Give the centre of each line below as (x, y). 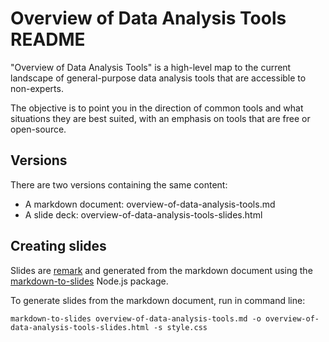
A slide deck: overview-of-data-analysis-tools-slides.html (143, 214)
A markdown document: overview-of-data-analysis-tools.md (150, 204)
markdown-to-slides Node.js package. (89, 281)
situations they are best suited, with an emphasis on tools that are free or (160, 118)
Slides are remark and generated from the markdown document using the (161, 270)
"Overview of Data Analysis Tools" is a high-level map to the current (151, 67)
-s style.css (180, 327)
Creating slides (58, 246)
